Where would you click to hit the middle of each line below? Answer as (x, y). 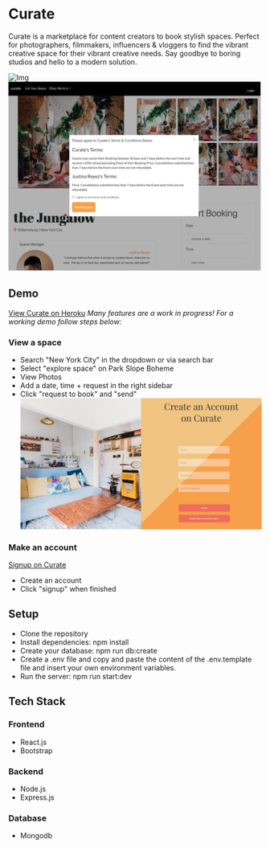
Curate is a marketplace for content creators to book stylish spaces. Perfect (134, 36)
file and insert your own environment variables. (98, 667)
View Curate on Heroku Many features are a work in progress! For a (121, 313)
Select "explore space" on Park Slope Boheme (97, 369)
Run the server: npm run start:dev (76, 676)
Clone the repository (54, 633)
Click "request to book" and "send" (78, 394)
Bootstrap (36, 750)
